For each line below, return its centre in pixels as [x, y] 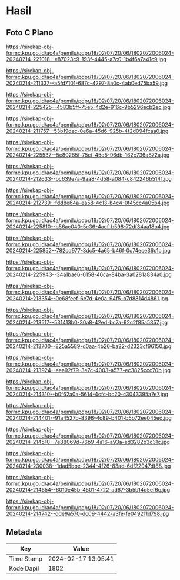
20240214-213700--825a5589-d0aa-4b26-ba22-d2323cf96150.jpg [89, 346]
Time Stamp [26, 559]
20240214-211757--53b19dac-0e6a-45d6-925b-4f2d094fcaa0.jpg [87, 131]
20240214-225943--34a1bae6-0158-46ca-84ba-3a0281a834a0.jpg [89, 274]
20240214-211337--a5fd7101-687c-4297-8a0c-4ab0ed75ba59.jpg [87, 83]
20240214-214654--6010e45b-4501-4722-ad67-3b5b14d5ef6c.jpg [88, 490]
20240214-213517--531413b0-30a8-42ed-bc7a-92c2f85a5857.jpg [87, 322]
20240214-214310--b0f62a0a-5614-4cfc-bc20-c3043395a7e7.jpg [87, 394]
